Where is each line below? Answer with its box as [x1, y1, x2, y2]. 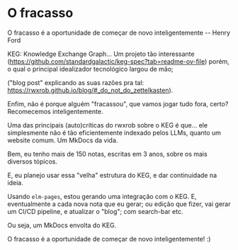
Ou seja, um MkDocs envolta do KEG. [7, 221, 117, 229]
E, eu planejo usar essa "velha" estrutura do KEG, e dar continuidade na [7, 171, 217, 179]
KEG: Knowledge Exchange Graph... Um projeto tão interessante [7, 50, 195, 58]
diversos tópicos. [7, 157, 58, 166]
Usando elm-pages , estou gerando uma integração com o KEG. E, [7, 192, 197, 200]
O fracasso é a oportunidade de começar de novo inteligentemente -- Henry [7, 28, 231, 37]
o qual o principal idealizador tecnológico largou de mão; [7, 64, 174, 73]
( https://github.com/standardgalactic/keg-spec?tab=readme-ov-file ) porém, [7, 57, 230, 65]
